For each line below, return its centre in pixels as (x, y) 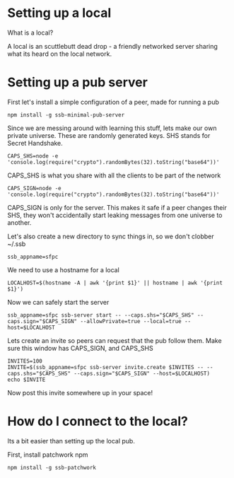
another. (19, 222)
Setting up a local (59, 13)
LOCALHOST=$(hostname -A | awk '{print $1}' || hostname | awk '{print (115, 283)
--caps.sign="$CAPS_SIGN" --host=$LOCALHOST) (142, 373)
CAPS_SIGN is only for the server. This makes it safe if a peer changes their (117, 207)
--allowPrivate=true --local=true (131, 321)
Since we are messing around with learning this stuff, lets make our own (112, 128)
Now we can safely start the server (58, 302)
